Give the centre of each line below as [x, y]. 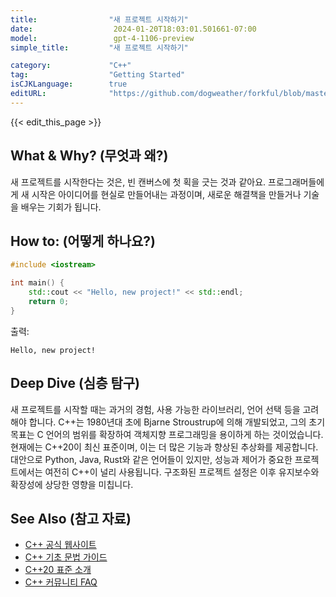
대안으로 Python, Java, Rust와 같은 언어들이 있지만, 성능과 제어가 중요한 [151, 459]
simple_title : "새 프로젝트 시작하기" [99, 47]
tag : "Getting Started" [98, 75]
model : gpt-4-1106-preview [102, 38]
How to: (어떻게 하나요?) [83, 241]
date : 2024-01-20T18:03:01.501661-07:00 [133, 29]
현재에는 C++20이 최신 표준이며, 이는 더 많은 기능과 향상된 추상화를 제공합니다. [164, 447]
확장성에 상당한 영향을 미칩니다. [72, 484]
